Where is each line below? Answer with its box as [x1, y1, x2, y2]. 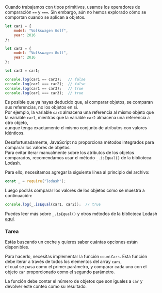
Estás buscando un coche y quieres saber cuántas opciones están [5, 239, 138, 245]
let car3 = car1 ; [5, 68, 40, 73]
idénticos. [5, 130, 25, 136]
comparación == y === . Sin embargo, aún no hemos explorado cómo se [5, 9, 146, 15]
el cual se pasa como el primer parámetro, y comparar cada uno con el [5, 264, 147, 270]
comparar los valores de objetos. [5, 145, 71, 151]
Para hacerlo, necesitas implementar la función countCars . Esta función [5, 254, 147, 260]
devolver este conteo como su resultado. [5, 283, 87, 290]
